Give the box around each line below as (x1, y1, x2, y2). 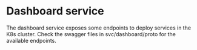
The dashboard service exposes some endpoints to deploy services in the (6, 24, 192, 31)
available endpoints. (6, 37, 56, 44)
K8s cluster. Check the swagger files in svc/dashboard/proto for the (6, 30, 176, 37)
